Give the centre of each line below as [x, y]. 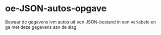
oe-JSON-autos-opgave [56, 9]
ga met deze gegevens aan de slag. [41, 27]
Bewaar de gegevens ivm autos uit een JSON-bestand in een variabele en [80, 22]
